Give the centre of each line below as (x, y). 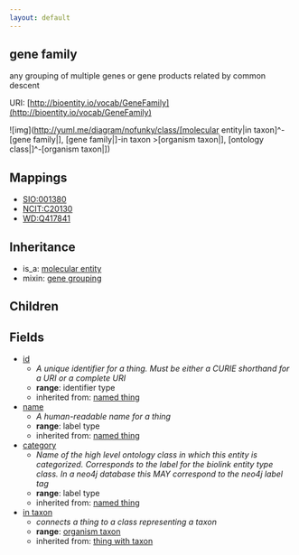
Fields (27, 337)
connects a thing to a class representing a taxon (126, 522)
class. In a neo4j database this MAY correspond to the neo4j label (159, 474)
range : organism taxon (78, 532)
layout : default (40, 18)
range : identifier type (75, 388)
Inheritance (42, 247)
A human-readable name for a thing (103, 417)
